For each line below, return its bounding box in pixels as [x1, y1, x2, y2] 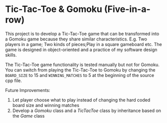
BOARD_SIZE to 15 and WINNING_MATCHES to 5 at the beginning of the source [5, 72, 155, 78]
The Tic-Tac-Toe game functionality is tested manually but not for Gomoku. [5, 61, 160, 67]
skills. [5, 51, 17, 58]
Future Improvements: [5, 87, 51, 93]
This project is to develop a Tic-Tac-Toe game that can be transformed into [5, 30, 160, 36]
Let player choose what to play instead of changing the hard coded [12, 96, 151, 103]
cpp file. [5, 77, 22, 83]
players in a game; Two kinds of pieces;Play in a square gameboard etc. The [5, 41, 162, 47]
